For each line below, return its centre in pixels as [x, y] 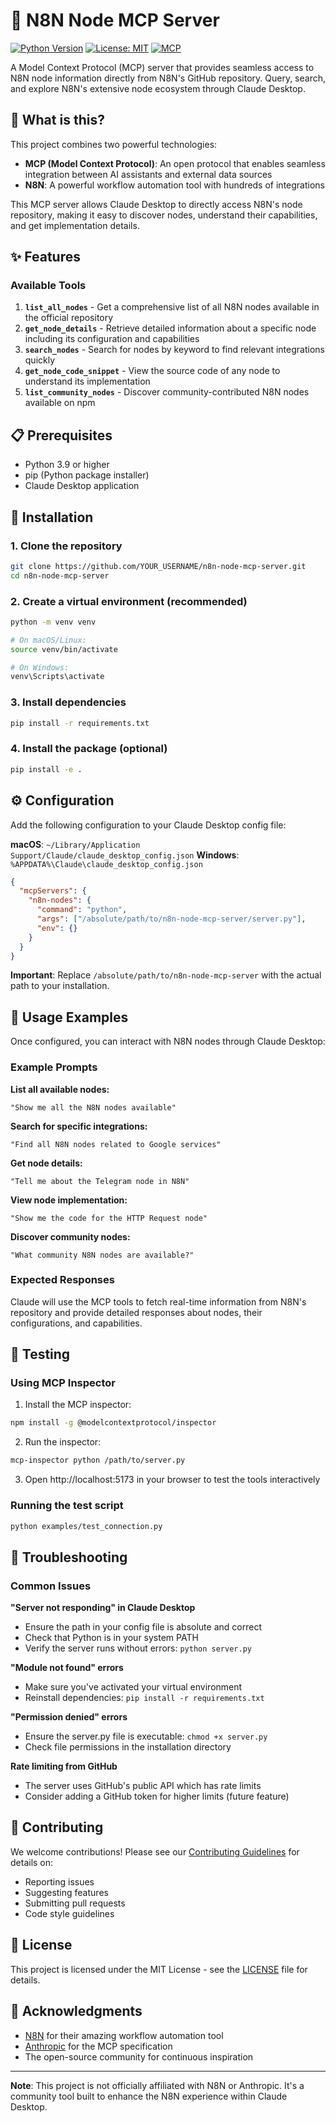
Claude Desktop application [82, 486]
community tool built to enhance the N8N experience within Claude [149, 2096]
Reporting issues [59, 1881]
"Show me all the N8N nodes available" [93, 1107]
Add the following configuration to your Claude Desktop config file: [148, 825]
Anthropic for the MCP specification [98, 2046]
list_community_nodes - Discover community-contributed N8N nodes [167, 392]
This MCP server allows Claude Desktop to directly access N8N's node [156, 204]
